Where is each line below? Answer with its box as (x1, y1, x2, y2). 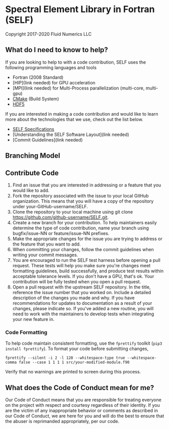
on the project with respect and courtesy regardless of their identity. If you (5, 402, 160, 408)
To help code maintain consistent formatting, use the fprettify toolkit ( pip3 (5, 340, 162, 347)
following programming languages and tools (5, 64, 97, 70)
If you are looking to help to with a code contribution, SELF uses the (5, 59, 146, 65)
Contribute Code (5, 168, 59, 177)
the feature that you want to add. (12, 241, 81, 247)
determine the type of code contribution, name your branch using (12, 225, 149, 231)
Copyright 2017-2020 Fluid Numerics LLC (5, 31, 92, 37)
